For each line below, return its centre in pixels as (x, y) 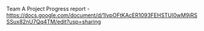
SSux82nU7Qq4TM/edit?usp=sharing (54, 22)
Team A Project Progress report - (48, 9)
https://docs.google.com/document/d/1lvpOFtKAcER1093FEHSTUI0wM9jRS (102, 15)
